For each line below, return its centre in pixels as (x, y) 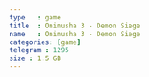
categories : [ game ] (45, 42)
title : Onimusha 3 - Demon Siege (75, 26)
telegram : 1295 (39, 50)
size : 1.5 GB (35, 58)
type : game (35, 17)
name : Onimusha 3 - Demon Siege (75, 34)
